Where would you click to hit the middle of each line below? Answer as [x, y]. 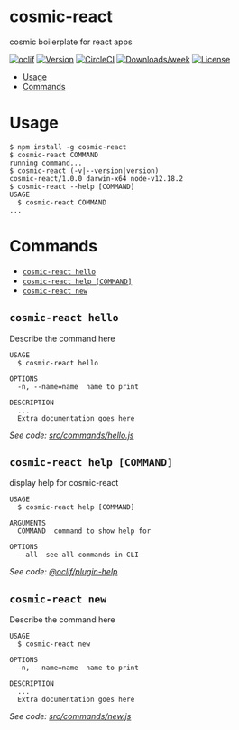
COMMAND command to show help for [84, 531]
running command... [46, 163]
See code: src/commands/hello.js [72, 435]
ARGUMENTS [28, 523]
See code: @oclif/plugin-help [64, 572]
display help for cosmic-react [64, 483]
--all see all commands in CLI [78, 555]
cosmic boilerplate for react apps [71, 42]
